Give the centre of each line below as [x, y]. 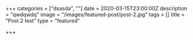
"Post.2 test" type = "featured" [43, 21]
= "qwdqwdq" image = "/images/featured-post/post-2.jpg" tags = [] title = [95, 14]
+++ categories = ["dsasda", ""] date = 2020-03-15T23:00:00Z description [97, 8]
